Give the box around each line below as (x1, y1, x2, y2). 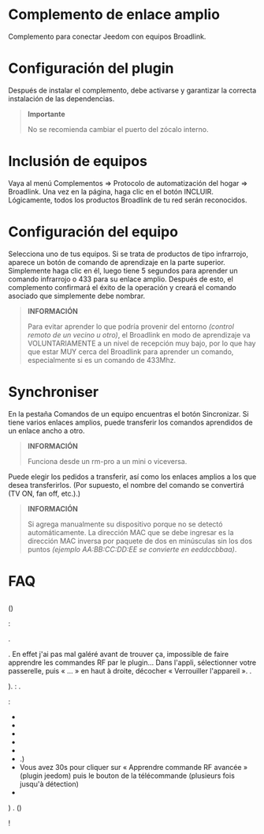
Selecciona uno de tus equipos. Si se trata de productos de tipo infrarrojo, (8, 249, 248, 259)
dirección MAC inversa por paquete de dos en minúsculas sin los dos (27, 536, 253, 545)
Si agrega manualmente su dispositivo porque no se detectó (27, 519, 223, 529)
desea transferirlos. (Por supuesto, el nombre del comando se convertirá (8, 480, 244, 489)
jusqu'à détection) (19, 779, 79, 789)
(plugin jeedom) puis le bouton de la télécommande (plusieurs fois (19, 771, 235, 780)
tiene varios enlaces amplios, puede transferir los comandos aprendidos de (8, 417, 254, 427)
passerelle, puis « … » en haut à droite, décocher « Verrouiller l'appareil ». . (8, 666, 252, 676)
